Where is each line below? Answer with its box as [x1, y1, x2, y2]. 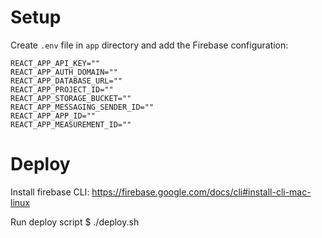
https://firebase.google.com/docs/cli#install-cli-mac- [91, 186, 312, 198]
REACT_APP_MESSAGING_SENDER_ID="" [10, 102, 155, 112]
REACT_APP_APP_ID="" [10, 111, 97, 121]
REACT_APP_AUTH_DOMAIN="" [10, 67, 118, 77]
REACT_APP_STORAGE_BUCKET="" [10, 93, 132, 103]
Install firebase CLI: [10, 186, 90, 198]
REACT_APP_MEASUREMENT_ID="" [10, 119, 132, 130]
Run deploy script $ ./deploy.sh [10, 216, 140, 228]
